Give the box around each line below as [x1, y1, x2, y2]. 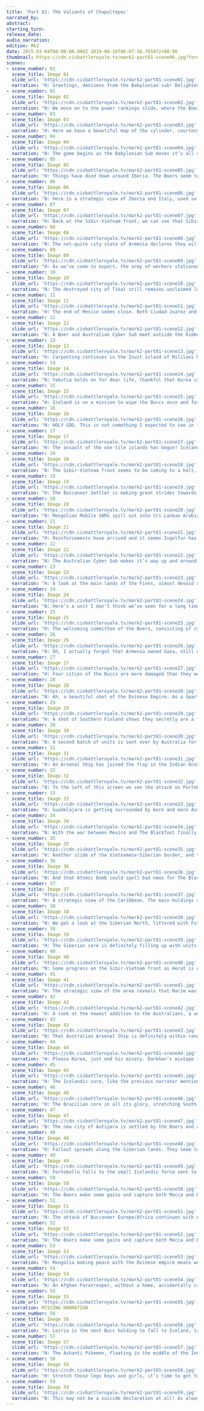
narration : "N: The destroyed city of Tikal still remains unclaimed [12, 286, 191, 292]
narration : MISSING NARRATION [12, 1305, 88, 1311]
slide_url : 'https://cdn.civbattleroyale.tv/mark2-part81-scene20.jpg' [12, 506, 197, 513]
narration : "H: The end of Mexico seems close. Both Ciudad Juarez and [12, 309, 197, 315]
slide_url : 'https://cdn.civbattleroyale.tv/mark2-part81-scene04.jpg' [12, 144, 197, 151]
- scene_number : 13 [6, 337, 56, 343]
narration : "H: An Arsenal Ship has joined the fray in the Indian [12, 762, 186, 768]
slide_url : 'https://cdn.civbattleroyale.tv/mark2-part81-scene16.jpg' [12, 416, 197, 422]
